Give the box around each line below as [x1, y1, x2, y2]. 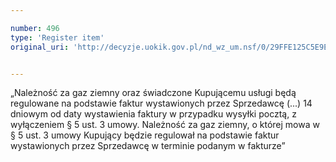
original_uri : [10, 42, 70, 52]
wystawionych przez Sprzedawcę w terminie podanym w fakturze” [10, 140, 286, 152]
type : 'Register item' [10, 32, 105, 43]
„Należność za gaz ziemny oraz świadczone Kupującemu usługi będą [10, 87, 297, 99]
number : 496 [10, 23, 60, 33]
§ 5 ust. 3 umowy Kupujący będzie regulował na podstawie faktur [10, 129, 280, 141]
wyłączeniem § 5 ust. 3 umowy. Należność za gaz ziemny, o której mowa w [10, 119, 320, 131]
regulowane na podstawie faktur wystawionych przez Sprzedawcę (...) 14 [10, 97, 313, 110]
